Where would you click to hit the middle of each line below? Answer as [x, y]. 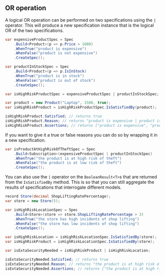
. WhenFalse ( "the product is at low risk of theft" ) [68, 163]
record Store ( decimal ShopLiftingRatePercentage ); [58, 197]
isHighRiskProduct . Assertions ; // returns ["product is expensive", [77, 125]
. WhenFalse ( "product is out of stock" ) [55, 80]
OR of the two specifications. [34, 30]
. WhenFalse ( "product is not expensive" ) [56, 53]
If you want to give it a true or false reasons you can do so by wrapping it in [82, 135]
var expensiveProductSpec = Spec [39, 39]
